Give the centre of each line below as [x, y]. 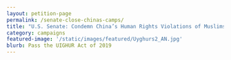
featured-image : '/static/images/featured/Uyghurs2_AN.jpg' [95, 39]
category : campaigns [36, 33]
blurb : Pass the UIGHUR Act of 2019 [59, 46]
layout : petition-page [39, 13]
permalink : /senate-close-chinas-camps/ [66, 20]
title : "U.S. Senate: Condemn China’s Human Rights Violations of [104, 26]
